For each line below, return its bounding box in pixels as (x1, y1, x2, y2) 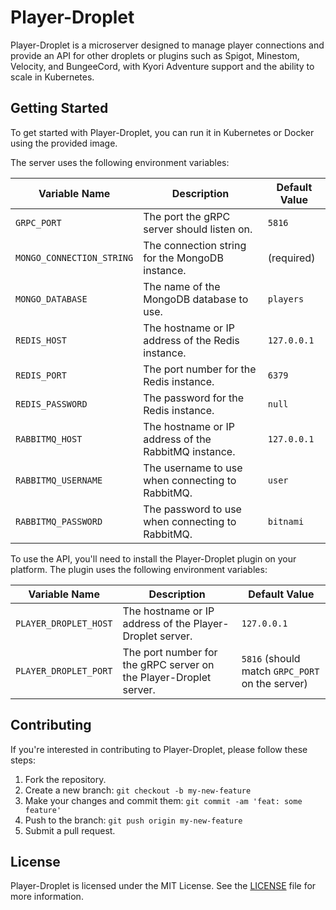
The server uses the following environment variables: (10, 156, 230, 168)
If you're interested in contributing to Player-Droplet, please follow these (10, 743, 308, 755)
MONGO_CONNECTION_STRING (15, 252, 134, 263)
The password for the (143, 391, 245, 405)
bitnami (267, 516, 305, 527)
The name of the (143, 279, 221, 293)
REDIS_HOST (15, 334, 67, 346)
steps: (10, 754, 36, 766)
